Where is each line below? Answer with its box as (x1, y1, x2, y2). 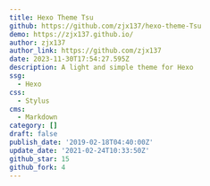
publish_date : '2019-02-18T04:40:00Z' (9, 138, 154, 147)
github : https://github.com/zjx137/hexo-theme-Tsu (9, 21, 202, 30)
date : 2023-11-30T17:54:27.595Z (9, 55, 130, 63)
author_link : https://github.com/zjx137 (9, 46, 163, 55)
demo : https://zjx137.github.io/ (9, 30, 134, 38)
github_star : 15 (9, 154, 70, 164)
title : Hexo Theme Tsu (9, 13, 94, 22)
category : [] (9, 122, 58, 131)
